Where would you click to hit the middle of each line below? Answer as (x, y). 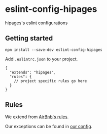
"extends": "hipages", (33, 72)
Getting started (29, 38)
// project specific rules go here (51, 81)
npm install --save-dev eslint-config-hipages (54, 50)
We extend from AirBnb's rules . (37, 117)
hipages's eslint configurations (36, 23)
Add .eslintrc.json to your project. (41, 59)
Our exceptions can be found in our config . (49, 126)
